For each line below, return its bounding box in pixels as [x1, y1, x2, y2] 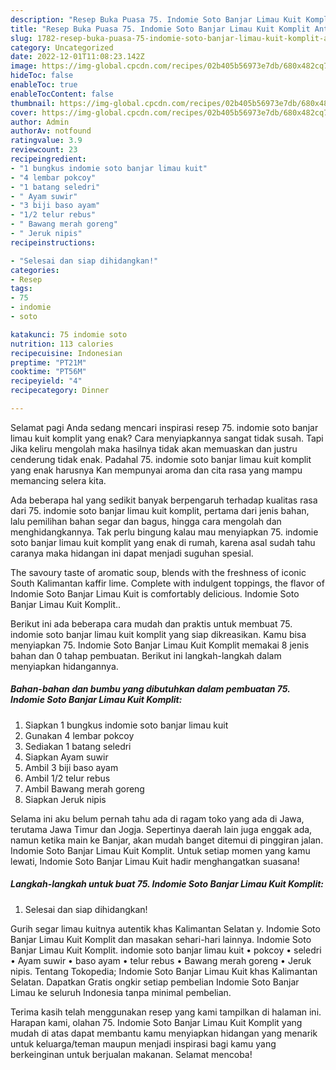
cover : [10, 107, 38, 118]
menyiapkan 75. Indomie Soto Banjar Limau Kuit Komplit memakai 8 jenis [10, 639, 310, 651]
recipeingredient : [10, 154, 87, 164]
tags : [10, 284, 33, 294]
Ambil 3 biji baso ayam [24, 761, 119, 773]
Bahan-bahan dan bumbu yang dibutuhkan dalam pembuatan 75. [10, 683, 291, 695]
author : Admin [10, 117, 70, 127]
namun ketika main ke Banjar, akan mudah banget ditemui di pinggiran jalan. [10, 834, 324, 846]
